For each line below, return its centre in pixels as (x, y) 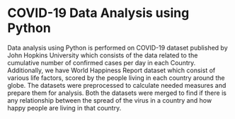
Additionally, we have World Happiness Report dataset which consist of (111, 70)
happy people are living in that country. (64, 108)
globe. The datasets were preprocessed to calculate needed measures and (117, 85)
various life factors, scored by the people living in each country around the (116, 78)
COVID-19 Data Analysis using (98, 13)
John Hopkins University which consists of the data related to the (103, 55)
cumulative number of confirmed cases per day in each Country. (102, 62)
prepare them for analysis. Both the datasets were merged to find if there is (117, 93)
